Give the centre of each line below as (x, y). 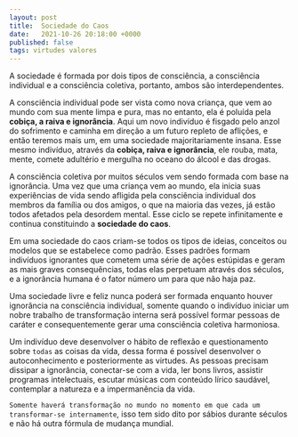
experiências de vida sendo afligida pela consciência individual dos (133, 196)
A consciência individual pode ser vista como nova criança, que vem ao (141, 102)
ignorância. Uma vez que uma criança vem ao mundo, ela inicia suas (135, 186)
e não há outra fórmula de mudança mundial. (92, 424)
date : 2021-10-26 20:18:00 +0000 (75, 34)
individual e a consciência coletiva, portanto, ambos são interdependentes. (147, 85)
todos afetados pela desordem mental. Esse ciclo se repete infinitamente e (146, 214)
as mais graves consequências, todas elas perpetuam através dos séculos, (147, 270)
